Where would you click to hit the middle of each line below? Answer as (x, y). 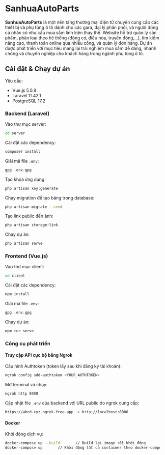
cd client (15, 276)
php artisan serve (24, 244)
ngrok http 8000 (22, 394)
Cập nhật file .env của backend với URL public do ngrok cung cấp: (72, 403)
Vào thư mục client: (25, 267)
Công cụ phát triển (28, 343)
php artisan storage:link (31, 225)
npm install (17, 294)
